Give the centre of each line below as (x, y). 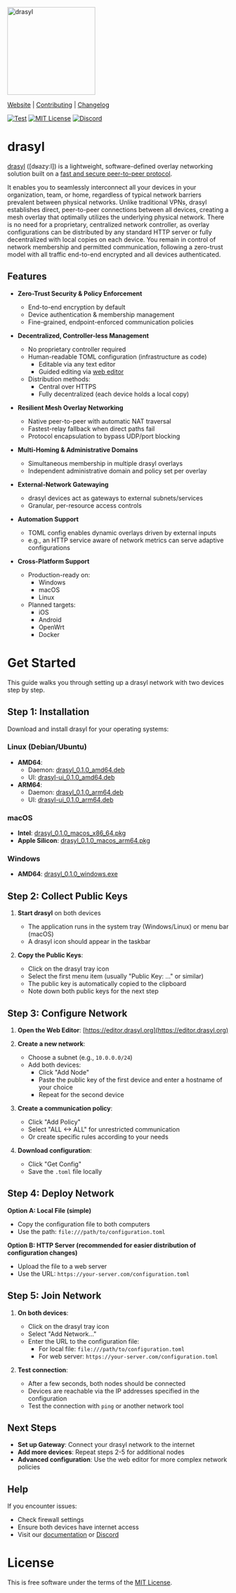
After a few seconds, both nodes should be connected (107, 1383)
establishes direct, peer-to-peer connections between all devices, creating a (118, 209)
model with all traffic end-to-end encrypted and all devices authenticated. (114, 254)
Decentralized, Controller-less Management (83, 335)
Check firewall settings (51, 1520)
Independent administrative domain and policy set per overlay (117, 471)
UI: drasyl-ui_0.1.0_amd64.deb (71, 777)
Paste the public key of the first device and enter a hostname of (130, 1080)
